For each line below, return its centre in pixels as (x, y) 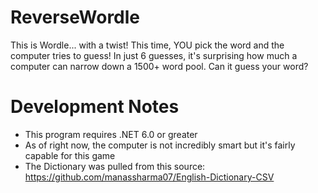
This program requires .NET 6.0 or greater (111, 134)
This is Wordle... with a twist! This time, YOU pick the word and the (147, 45)
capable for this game (70, 155)
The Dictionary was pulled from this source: (115, 166)
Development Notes (95, 107)
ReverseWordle (75, 17)
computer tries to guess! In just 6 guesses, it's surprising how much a (154, 55)
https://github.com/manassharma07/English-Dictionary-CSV (149, 177)
